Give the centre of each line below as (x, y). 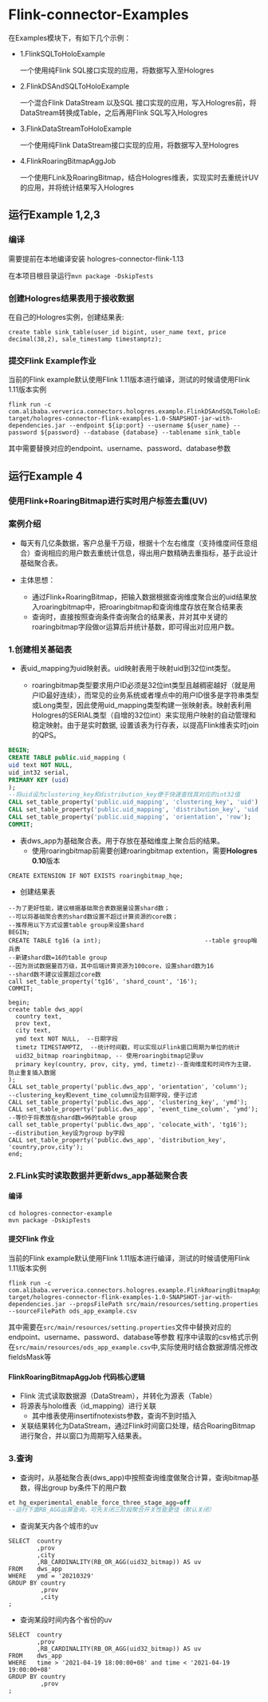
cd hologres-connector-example (60, 1213)
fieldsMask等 (30, 1357)
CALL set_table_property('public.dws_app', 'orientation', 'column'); (128, 1087)
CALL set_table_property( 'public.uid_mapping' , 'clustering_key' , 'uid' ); (135, 802)
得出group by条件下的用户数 (80, 1487)
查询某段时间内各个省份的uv (66, 1620)
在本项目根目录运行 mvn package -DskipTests (81, 275)
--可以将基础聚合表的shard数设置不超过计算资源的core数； (93, 916)
